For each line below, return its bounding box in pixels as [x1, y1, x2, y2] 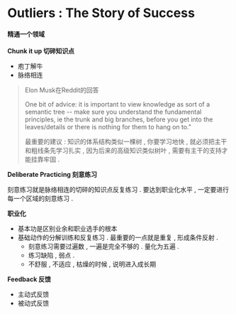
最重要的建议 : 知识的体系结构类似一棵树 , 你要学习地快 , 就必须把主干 [24, 137, 227, 146]
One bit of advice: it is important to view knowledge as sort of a [24, 100, 210, 109]
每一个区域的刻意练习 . [7, 194, 73, 203]
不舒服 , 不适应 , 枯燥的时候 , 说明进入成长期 [28, 260, 157, 269]
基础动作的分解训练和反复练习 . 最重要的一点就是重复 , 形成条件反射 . [17, 233, 218, 242]
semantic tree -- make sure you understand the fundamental [24, 108, 202, 117]
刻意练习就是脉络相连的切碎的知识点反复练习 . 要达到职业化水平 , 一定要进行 [7, 185, 229, 194]
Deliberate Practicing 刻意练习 [7, 170, 98, 179]
